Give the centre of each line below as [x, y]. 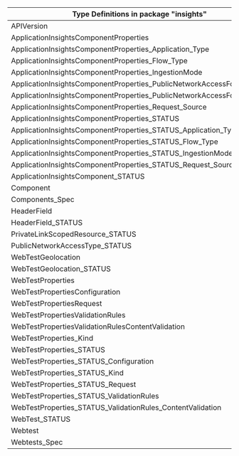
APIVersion [30, 26]
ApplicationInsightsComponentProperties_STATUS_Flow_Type [115, 142]
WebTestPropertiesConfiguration [66, 292]
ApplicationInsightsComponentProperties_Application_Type [110, 49]
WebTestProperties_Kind [52, 338]
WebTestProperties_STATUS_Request [74, 385]
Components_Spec [43, 200]
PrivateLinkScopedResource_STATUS [74, 234]
